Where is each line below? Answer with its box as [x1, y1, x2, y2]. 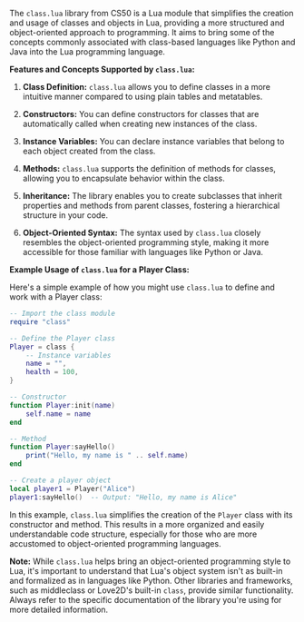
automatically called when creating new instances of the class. [22, 118, 258, 129]
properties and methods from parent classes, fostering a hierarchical [22, 200, 280, 211]
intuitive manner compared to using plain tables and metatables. [22, 91, 263, 102]
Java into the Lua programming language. [9, 46, 166, 57]
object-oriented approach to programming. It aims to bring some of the [9, 27, 275, 37]
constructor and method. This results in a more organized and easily [9, 518, 265, 529]
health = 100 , [25, 368, 79, 377]
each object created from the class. [22, 145, 156, 156]
